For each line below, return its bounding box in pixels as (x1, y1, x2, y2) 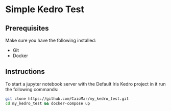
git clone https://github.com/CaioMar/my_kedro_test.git (5, 96, 129, 101)
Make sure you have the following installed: (5, 37, 96, 43)
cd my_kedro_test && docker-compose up (5, 101, 90, 106)
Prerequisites (5, 24, 49, 33)
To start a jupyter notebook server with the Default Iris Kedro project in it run (5, 80, 166, 87)
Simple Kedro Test (5, 4, 85, 15)
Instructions (5, 67, 45, 76)
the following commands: (5, 86, 59, 92)
